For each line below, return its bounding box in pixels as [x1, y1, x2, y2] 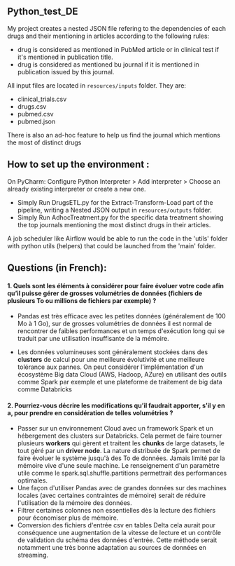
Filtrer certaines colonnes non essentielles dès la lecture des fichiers [17, 506, 216, 515]
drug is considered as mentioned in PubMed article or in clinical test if [17, 45, 219, 53]
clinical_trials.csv [17, 95, 67, 103]
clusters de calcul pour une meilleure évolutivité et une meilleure [17, 356, 205, 364]
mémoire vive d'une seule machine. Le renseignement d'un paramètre [17, 461, 220, 470]
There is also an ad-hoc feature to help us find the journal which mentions [7, 130, 220, 139]
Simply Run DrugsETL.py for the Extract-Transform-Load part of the [17, 198, 213, 206]
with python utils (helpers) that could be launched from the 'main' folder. [7, 241, 216, 250]
